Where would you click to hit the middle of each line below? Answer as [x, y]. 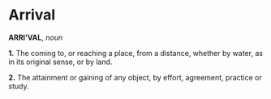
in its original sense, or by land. [60, 62]
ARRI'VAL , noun [36, 37]
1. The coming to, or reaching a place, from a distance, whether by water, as [136, 53]
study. [19, 86]
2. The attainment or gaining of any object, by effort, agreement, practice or [135, 77]
